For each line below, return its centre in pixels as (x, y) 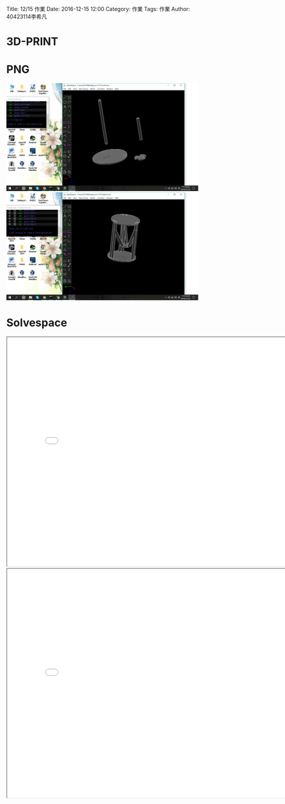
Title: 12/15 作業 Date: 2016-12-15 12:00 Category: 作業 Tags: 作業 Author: (98, 9)
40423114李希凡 (27, 16)
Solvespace (37, 323)
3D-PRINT (32, 42)
